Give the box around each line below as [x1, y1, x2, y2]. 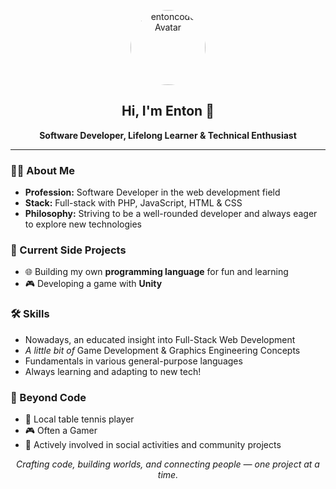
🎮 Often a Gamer [24, 425, 98, 436]
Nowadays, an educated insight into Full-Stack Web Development [24, 333, 296, 345]
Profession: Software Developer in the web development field [24, 186, 281, 199]
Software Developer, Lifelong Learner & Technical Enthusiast [39, 129, 297, 141]
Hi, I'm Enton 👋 [121, 103, 215, 120]
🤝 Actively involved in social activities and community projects [24, 439, 282, 450]
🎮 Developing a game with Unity [24, 278, 163, 290]
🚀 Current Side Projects [10, 243, 127, 257]
